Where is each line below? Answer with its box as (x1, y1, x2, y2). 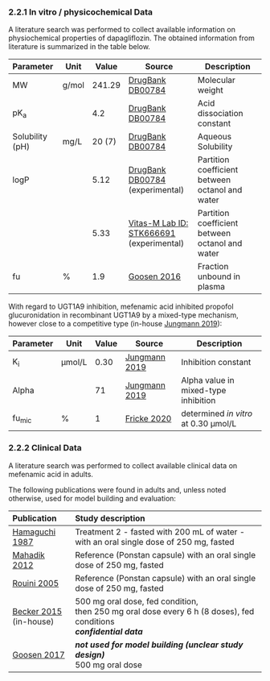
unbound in (197, 271, 241, 282)
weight (197, 85, 223, 96)
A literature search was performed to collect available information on (8, 25, 235, 35)
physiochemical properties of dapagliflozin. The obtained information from (8, 33, 255, 43)
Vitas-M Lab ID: (128, 218, 189, 229)
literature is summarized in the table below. (8, 42, 151, 52)
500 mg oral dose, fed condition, (75, 596, 198, 607)
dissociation (197, 108, 243, 119)
